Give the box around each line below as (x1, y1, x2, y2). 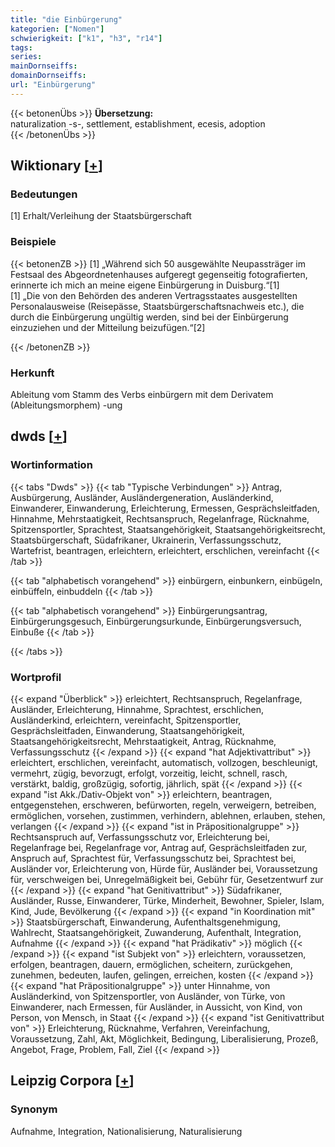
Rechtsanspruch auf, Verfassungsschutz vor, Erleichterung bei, (10, 831, 270, 843)
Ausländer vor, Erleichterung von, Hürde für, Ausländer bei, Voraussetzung (10, 863, 318, 875)
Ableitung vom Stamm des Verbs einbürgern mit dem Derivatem (10, 389, 274, 401)
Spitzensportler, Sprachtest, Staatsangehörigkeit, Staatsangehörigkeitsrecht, (10, 523, 326, 535)
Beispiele (10, 235, 57, 249)
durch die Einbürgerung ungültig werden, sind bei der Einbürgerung (10, 311, 289, 323)
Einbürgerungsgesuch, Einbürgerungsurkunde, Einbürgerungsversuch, (10, 615, 302, 627)
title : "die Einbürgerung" (10, 14, 123, 25)
